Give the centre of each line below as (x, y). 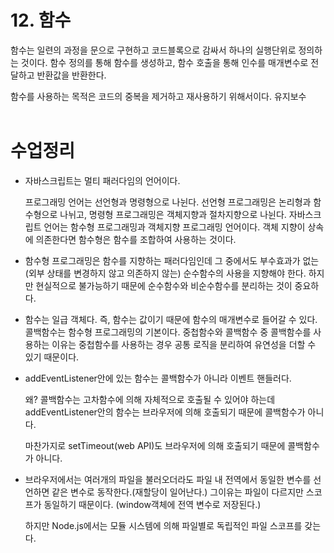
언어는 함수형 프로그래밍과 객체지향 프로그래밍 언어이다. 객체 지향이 (174, 227)
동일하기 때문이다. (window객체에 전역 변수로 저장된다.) (152, 504)
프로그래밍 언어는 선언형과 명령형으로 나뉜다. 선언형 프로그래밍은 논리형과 (168, 202)
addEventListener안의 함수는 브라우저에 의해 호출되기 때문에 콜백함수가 (165, 412)
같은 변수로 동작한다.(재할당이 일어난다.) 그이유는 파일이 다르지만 (177, 492)
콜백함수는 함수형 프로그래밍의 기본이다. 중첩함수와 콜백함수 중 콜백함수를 (168, 332)
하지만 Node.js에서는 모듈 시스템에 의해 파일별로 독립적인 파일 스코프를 (163, 525)
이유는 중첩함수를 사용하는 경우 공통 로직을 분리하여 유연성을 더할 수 (184, 344)
